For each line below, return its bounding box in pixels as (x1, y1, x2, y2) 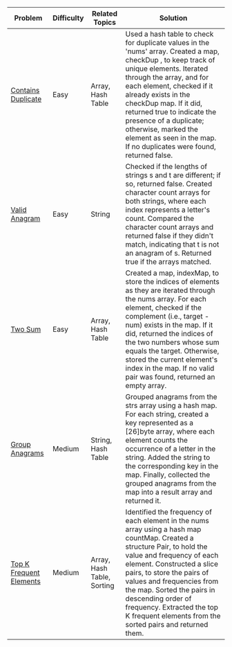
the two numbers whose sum (125, 337, 220, 347)
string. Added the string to (125, 453, 211, 462)
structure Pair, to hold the (125, 542, 208, 551)
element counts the (125, 436, 188, 445)
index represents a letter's (125, 205, 211, 214)
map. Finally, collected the (125, 470, 211, 479)
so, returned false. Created (125, 179, 213, 188)
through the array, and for (125, 73, 209, 82)
